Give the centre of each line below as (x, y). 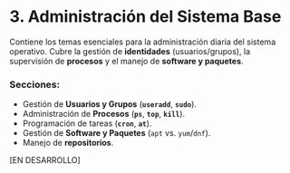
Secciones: (35, 84)
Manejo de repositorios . (68, 143)
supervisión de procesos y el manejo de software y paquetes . (126, 61)
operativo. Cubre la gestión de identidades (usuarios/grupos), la (130, 51)
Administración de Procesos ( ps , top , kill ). (104, 114)
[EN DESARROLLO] (45, 160)
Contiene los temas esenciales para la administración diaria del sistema (143, 42)
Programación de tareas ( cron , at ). (87, 123)
